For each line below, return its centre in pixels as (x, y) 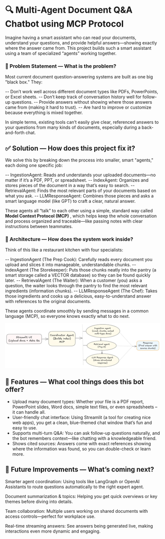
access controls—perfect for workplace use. (50, 516)
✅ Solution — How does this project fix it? (70, 148)
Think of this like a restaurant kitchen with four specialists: (64, 250)
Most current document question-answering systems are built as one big (79, 77)
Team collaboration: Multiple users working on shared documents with (77, 511)
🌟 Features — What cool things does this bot (74, 382)
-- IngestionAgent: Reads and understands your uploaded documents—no (81, 175)
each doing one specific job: (34, 165)
